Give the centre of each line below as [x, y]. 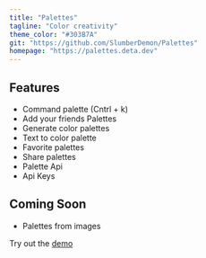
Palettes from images [61, 226]
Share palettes [49, 156]
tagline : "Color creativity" [64, 26]
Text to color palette [59, 138]
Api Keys [39, 175]
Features [34, 88]
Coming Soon [48, 205]
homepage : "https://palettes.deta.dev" [84, 51]
